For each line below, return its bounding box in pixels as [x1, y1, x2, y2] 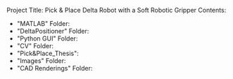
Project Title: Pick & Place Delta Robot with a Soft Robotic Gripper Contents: [6, 6, 227, 14]
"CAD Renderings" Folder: [16, 64, 93, 72]
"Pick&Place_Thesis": [16, 49, 79, 57]
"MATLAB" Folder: [16, 20, 70, 27]
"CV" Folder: [16, 42, 54, 50]
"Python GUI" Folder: [16, 34, 78, 43]
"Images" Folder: [16, 57, 66, 65]
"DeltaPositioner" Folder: [16, 27, 89, 35]
